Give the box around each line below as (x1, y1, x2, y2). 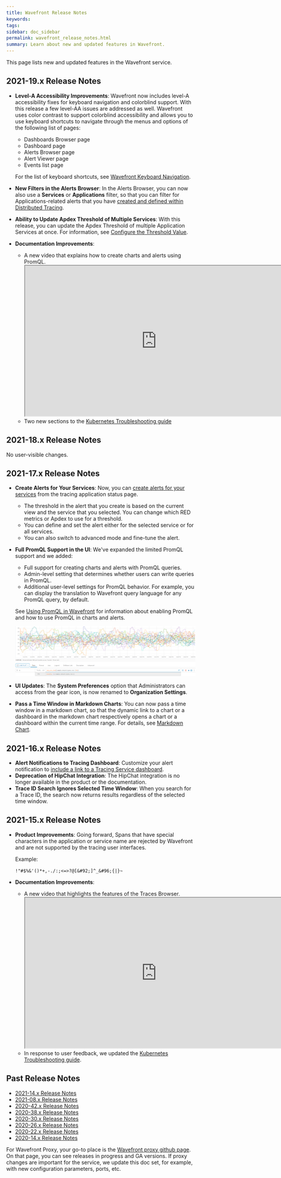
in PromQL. (23, 577, 52, 584)
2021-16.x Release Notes (6, 743, 101, 754)
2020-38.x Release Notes (14, 1108, 79, 1116)
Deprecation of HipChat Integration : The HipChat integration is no (14, 772, 180, 779)
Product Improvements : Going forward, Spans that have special (14, 831, 174, 838)
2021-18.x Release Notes (6, 435, 101, 445)
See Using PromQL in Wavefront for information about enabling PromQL (14, 608, 193, 615)
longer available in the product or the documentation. (14, 778, 147, 786)
